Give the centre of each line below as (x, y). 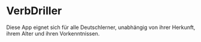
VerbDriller (34, 11)
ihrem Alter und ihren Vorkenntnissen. (53, 33)
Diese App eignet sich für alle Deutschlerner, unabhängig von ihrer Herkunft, (101, 27)
